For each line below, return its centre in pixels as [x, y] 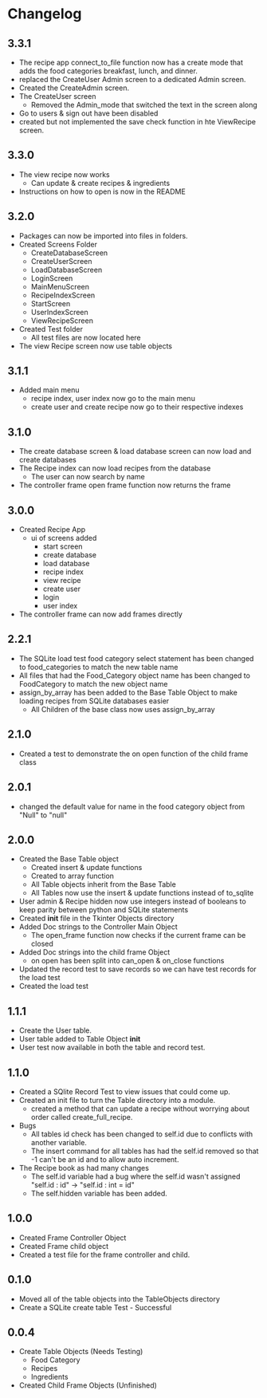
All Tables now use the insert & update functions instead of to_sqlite [142, 893]
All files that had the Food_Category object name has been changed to [134, 675]
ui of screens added [64, 538]
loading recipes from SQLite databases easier [94, 701]
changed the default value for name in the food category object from [132, 806]
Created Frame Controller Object [73, 1238]
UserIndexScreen [59, 312]
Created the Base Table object [69, 859]
